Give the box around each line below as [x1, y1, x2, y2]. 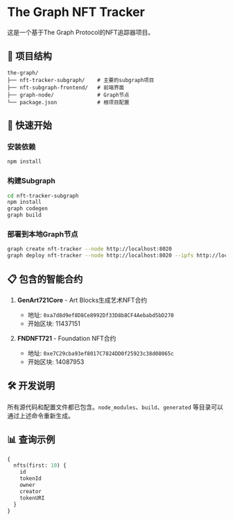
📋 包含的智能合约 [7, 273, 83, 285]
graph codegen [7, 205, 49, 212]
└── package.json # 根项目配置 [7, 99, 130, 106]
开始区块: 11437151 [27, 319, 81, 328]
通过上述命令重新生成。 [7, 411, 74, 419]
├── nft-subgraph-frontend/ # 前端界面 [7, 84, 125, 91]
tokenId [19, 475, 42, 482]
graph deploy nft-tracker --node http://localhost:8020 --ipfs [7, 252, 194, 259]
